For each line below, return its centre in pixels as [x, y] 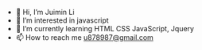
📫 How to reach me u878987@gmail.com [84, 37]
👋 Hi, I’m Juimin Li [45, 12]
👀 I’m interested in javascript [62, 20]
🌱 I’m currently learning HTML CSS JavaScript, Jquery [105, 29]
